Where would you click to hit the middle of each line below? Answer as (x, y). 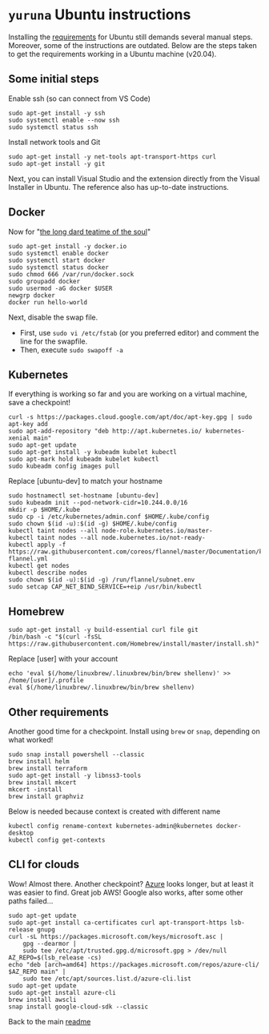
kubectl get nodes (39, 566)
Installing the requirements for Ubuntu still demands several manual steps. (131, 37)
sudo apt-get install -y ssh (57, 113)
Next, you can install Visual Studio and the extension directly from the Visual (134, 179)
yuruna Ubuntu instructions (100, 15)
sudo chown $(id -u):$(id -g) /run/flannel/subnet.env (102, 580)
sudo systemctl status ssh (53, 127)
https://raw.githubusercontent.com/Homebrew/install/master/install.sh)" (134, 644)
